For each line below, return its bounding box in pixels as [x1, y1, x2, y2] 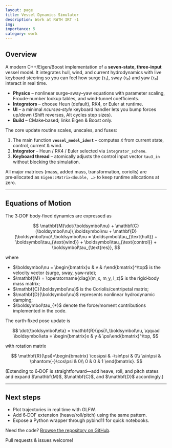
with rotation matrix [5, 343, 47, 349]
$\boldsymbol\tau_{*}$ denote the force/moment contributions [12, 302, 146, 308]
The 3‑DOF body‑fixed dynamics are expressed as [5, 213, 112, 219]
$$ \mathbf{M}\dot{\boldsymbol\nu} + [33, 222, 114, 229]
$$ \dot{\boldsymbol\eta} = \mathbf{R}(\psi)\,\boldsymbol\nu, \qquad [12, 327, 160, 333]
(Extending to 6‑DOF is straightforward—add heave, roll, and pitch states [5, 368, 159, 374]
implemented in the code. [12, 307, 67, 313]
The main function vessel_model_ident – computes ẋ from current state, [12, 137, 164, 143]
